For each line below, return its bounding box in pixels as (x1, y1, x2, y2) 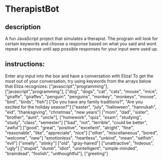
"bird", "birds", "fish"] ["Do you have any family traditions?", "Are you (5, 99, 143, 105)
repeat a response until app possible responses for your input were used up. (5, 46, 158, 52)
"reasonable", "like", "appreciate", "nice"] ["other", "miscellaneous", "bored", (5, 130, 158, 136)
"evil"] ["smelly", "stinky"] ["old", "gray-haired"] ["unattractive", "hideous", (5, 140, 154, 146)
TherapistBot (5, 3, 59, 15)
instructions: (5, 60, 45, 69)
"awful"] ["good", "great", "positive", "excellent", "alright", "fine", (5, 125, 134, 130)
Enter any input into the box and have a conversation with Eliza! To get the (5, 73, 154, 79)
